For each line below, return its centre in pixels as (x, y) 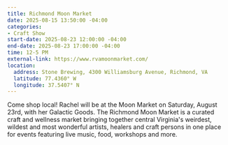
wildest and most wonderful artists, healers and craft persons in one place (114, 127)
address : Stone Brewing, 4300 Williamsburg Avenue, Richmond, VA (111, 72)
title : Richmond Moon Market (50, 14)
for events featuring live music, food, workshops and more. (92, 135)
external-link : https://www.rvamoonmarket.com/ (78, 59)
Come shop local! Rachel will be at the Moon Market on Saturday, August (113, 105)
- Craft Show (26, 33)
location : (22, 66)
